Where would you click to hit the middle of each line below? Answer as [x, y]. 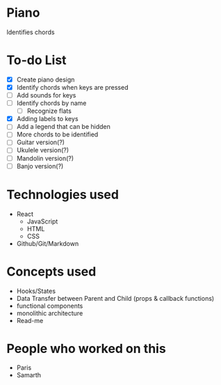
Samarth [29, 375]
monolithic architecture [50, 313]
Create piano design [46, 79]
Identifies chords [31, 32]
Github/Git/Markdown [48, 243]
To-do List [36, 60]
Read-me [30, 320]
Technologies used [63, 195]
